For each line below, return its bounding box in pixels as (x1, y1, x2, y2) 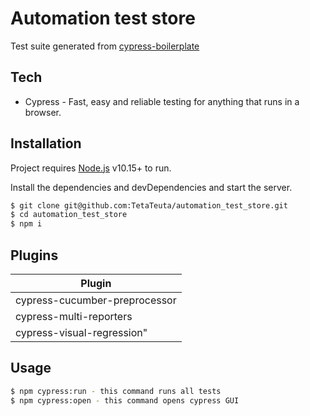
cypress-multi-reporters (15, 310, 133, 323)
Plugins (10, 247, 59, 264)
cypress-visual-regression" (15, 326, 148, 339)
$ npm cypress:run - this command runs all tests (10, 386, 222, 396)
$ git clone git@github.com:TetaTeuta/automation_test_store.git (10, 200, 288, 211)
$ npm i (10, 219, 43, 229)
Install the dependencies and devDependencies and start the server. (10, 181, 293, 193)
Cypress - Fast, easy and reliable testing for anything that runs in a (24, 95, 300, 107)
